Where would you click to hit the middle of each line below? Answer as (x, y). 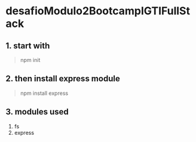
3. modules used (37, 112)
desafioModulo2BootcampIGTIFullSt (98, 11)
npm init (30, 60)
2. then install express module (63, 79)
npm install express (44, 93)
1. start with (28, 46)
